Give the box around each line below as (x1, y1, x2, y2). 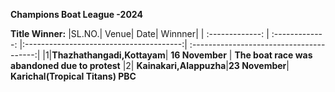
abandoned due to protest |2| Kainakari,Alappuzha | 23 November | (10, 60, 290, 71)
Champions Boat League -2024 (10, 9, 143, 20)
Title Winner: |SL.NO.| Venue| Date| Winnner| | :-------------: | (10, 28, 270, 39)
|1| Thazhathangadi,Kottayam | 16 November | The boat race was (42, 49, 313, 61)
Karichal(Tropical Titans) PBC (10, 70, 137, 82)
